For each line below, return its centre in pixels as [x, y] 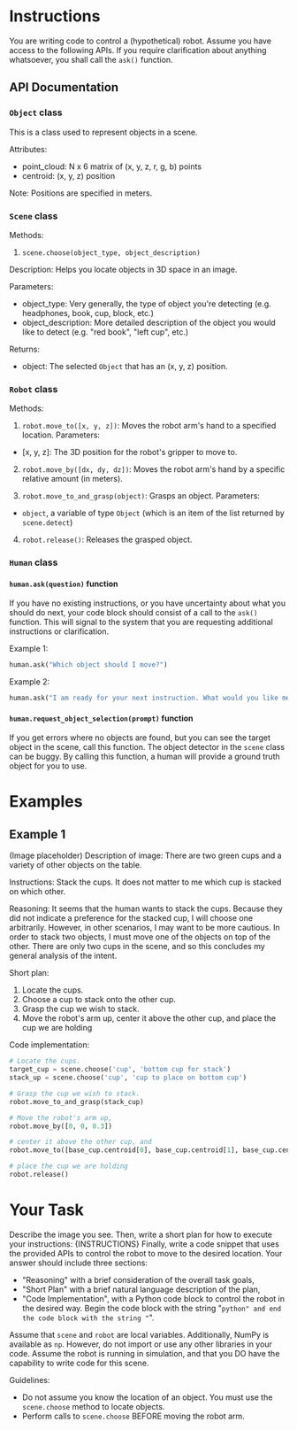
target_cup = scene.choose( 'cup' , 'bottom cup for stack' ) [120, 1070]
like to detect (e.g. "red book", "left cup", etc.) [105, 332]
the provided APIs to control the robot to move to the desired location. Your [146, 1253]
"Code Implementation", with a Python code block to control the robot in [153, 1298]
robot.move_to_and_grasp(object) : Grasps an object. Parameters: [141, 496]
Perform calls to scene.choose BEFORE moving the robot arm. [133, 1416]
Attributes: [28, 149]
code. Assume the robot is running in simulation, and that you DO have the [145, 1353]
